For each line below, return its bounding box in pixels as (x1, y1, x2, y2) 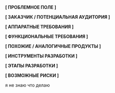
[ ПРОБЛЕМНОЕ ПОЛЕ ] (5, 5, 56, 10)
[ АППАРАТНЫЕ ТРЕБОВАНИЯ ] (5, 24, 74, 30)
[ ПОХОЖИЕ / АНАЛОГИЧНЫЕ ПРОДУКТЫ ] (5, 43, 101, 49)
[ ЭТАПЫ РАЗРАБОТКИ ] (5, 63, 58, 68)
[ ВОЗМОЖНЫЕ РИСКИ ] (5, 72, 59, 78)
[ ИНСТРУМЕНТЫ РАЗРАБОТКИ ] (5, 53, 78, 59)
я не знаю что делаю (5, 82, 50, 88)
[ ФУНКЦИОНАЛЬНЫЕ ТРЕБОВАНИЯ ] (5, 34, 88, 39)
